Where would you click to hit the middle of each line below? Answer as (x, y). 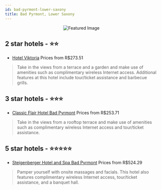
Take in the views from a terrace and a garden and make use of (80, 67)
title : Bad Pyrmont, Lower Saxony (40, 14)
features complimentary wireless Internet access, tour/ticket (77, 177)
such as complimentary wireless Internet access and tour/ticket (80, 127)
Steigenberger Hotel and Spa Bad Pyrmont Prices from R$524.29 (77, 162)
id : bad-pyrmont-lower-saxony (36, 9)
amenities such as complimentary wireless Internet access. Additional (87, 72)
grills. (22, 83)
